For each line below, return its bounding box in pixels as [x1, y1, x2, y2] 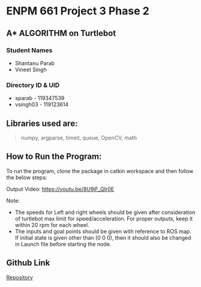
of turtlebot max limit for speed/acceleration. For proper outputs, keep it [14, 215, 193, 222]
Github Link [6, 258, 50, 268]
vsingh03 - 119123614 [14, 101, 69, 108]
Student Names [6, 46, 53, 55]
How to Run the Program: [6, 152, 102, 162]
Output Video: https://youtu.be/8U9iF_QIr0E [6, 185, 115, 192]
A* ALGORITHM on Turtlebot [6, 28, 116, 38]
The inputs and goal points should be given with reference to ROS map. [14, 228, 192, 235]
